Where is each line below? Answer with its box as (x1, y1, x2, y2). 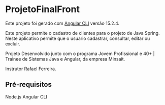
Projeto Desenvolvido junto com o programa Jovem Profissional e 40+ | (5, 50, 155, 57)
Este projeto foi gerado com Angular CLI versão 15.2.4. (5, 20, 120, 26)
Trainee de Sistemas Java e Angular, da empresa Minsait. (5, 56, 125, 62)
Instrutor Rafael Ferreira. (5, 66, 56, 72)
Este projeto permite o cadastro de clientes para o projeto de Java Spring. (5, 30, 160, 36)
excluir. (5, 40, 20, 46)
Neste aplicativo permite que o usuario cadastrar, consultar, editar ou (5, 35, 150, 41)
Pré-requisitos (5, 80, 52, 89)
